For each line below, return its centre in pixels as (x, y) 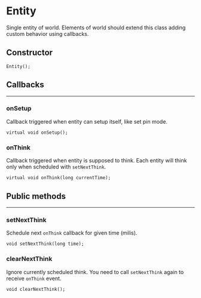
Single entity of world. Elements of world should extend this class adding (96, 27)
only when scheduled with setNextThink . (56, 167)
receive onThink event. (34, 278)
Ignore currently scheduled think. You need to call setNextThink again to (95, 272)
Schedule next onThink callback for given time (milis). (72, 233)
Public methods (36, 196)
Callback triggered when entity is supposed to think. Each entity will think (97, 161)
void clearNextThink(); (36, 289)
